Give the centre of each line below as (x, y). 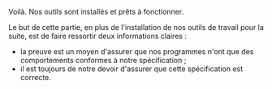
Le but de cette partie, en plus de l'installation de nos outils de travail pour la (136, 27)
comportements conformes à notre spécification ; (103, 60)
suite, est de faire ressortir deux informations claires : (97, 36)
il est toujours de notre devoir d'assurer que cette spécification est (132, 69)
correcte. (35, 77)
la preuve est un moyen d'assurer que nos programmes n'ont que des (137, 51)
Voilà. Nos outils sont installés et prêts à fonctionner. (96, 12)
